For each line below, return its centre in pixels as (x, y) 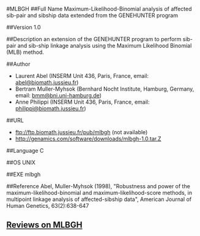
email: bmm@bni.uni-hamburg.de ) (58, 95)
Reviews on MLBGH (44, 225)
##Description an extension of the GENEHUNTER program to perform (94, 39)
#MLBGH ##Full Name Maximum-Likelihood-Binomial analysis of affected (99, 9)
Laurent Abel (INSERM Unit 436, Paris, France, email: (82, 76)
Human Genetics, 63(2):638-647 (48, 206)
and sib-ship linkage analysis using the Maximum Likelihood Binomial (105, 46)
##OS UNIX (21, 162)
